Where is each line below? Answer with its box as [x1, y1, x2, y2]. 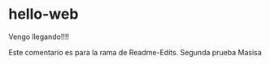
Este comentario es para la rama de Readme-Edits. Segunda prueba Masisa [8, 47, 262, 57]
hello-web [8, 5, 79, 24]
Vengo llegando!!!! [8, 32, 70, 41]
